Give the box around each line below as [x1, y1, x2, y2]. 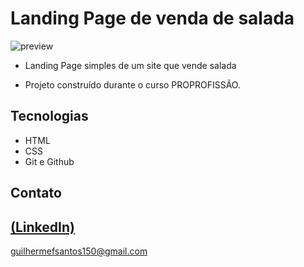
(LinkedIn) [10, 218, 75, 236]
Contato [10, 185, 62, 202]
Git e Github [24, 155, 75, 167]
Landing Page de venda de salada [10, 7, 295, 30]
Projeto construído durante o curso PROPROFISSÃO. [24, 78, 241, 91]
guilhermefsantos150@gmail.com [10, 245, 148, 257]
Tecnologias [10, 108, 89, 125]
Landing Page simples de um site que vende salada [24, 59, 237, 71]
